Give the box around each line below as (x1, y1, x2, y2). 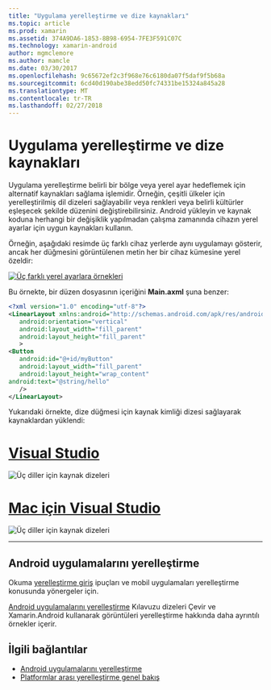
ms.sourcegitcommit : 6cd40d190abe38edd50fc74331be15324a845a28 (8, 79, 226, 87)
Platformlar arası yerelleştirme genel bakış (19, 672, 160, 682)
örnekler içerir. (8, 619, 57, 629)
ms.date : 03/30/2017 (8, 64, 78, 73)
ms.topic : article (8, 19, 70, 27)
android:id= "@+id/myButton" (19, 355, 114, 364)
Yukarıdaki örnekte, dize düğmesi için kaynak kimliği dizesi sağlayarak (8, 407, 242, 417)
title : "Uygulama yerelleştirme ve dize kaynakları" (8, 11, 190, 20)
